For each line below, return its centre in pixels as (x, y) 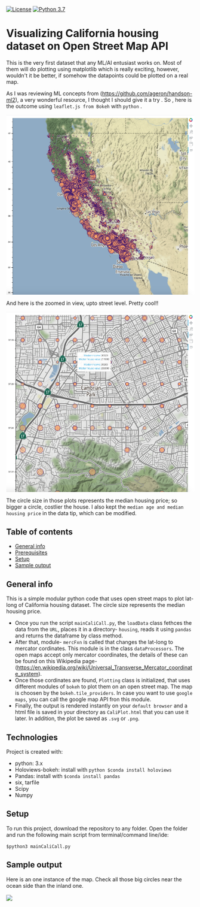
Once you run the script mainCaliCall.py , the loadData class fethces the (103, 623)
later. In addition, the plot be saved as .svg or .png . (77, 718)
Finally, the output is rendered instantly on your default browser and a (101, 706)
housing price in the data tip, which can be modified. (72, 513)
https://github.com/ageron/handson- (147, 93)
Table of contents (39, 532)
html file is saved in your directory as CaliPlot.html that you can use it (102, 712)
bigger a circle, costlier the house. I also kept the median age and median (95, 507)
